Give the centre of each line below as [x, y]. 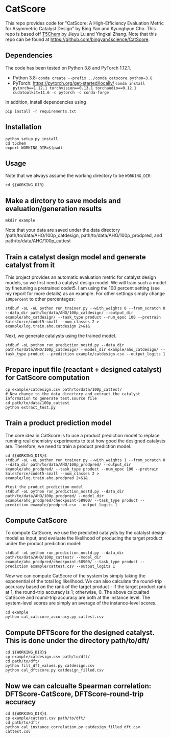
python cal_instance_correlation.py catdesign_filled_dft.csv [73, 727]
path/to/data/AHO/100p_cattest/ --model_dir [53, 557]
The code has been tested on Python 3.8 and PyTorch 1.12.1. [68, 68]
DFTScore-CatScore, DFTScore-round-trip [75, 694]
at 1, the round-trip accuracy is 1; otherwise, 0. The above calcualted [77, 592]
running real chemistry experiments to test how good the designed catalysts [86, 441]
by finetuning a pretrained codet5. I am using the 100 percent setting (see [82, 288]
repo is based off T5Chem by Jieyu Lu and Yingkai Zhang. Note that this [81, 34]
